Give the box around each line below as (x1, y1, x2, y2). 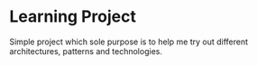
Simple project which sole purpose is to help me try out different (9, 36, 249, 47)
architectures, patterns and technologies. (9, 45, 162, 56)
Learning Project (9, 6, 137, 27)
